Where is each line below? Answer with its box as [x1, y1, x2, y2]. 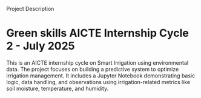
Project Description [6, 5, 54, 12]
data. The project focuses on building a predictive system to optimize [6, 65, 179, 73]
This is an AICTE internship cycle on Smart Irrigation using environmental [6, 59, 189, 66]
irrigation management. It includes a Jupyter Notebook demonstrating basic [6, 72, 196, 79]
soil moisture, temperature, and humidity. [6, 85, 109, 92]
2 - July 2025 [6, 39, 75, 53]
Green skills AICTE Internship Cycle [6, 27, 189, 40]
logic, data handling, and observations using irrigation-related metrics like [6, 78, 191, 85]
